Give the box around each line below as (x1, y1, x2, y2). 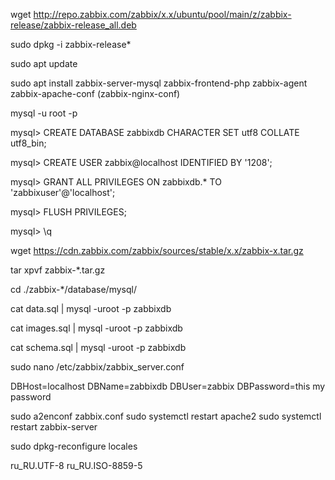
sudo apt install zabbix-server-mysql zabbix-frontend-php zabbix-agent (10, 77, 308, 89)
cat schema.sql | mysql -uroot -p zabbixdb (10, 342, 187, 353)
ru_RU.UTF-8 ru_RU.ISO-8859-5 (10, 460, 143, 471)
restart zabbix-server (10, 421, 98, 433)
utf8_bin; (10, 137, 47, 149)
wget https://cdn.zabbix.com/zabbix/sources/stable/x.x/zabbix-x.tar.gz (10, 245, 304, 256)
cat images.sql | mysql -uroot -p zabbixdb (10, 322, 183, 334)
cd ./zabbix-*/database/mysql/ (10, 284, 137, 295)
